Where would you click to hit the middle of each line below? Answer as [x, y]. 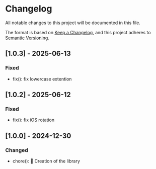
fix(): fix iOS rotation [33, 120]
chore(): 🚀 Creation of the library [46, 161]
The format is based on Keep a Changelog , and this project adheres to [78, 32]
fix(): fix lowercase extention [42, 79]
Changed [17, 150]
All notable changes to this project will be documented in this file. [73, 23]
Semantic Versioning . [27, 38]
